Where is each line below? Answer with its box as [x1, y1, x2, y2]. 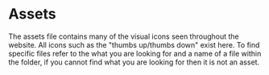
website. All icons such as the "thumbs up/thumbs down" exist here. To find [8, 40, 260, 49]
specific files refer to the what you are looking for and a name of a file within [8, 48, 262, 58]
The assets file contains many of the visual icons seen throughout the [8, 31, 239, 41]
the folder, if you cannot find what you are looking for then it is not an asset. [8, 57, 260, 67]
